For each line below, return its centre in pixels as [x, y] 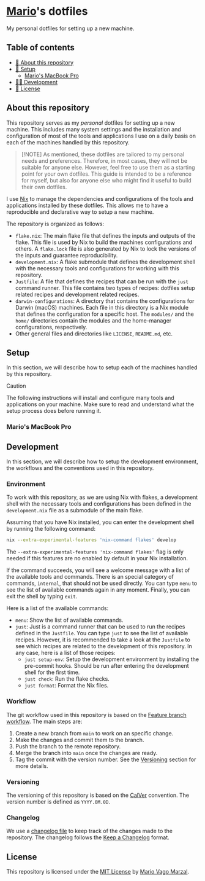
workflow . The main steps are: [44, 721]
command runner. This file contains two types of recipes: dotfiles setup [105, 288]
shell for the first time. [52, 672]
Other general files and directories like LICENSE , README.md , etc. [94, 334]
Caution [16, 386]
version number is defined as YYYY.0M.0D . [58, 801]
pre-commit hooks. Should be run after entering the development [106, 666]
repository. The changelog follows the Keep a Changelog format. [88, 837]
